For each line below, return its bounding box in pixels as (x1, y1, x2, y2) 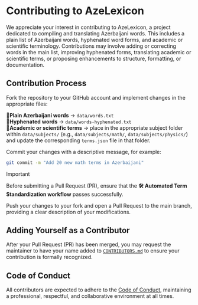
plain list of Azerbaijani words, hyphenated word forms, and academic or (6, 36, 183, 43)
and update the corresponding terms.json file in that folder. (6, 137, 151, 144)
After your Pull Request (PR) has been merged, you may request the (6, 241, 171, 248)
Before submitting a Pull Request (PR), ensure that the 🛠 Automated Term (6, 182, 187, 189)
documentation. (6, 61, 45, 68)
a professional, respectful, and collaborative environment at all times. (6, 293, 174, 300)
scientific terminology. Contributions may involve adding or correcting (6, 42, 176, 50)
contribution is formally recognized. (6, 254, 93, 261)
